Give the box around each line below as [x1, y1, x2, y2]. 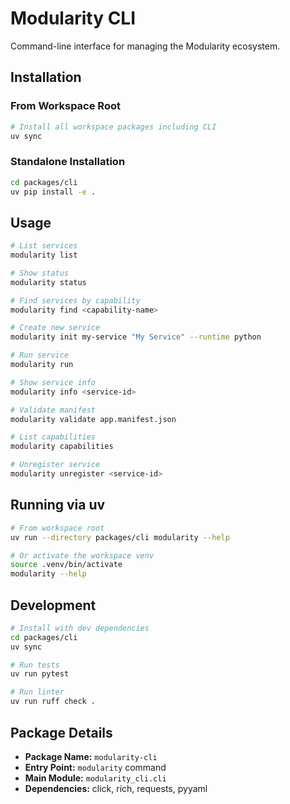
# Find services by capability [10, 295, 141, 306]
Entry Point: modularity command [24, 761, 167, 773]
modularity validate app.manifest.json [10, 414, 177, 424]
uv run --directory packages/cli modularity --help [10, 532, 230, 542]
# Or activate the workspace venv [10, 550, 155, 561]
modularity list [10, 250, 78, 261]
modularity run [10, 360, 74, 370]
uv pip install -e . [10, 187, 97, 197]
